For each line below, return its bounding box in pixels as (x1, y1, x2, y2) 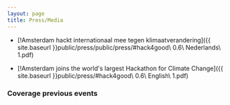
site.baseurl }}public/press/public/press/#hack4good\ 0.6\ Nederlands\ (17, 43, 221, 51)
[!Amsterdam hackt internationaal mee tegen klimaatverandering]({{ (17, 35, 211, 44)
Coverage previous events (7, 88, 98, 98)
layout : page (7, 10, 45, 17)
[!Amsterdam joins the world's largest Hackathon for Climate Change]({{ (17, 64, 224, 72)
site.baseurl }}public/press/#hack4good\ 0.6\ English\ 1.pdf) (17, 71, 189, 80)
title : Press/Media (7, 17, 64, 24)
